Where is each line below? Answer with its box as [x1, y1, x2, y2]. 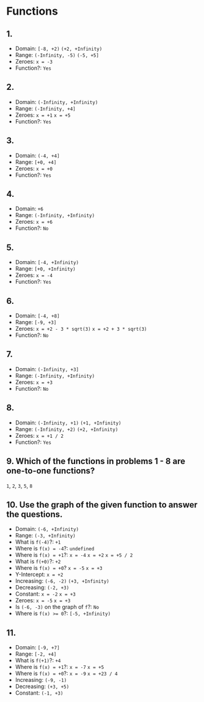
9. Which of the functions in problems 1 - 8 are [6, 456, 186, 467]
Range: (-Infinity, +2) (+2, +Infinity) [15, 425, 118, 432]
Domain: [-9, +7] [15, 644, 60, 651]
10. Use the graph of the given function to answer [6, 500, 198, 510]
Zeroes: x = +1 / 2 [15, 432, 64, 439]
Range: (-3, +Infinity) [15, 532, 76, 539]
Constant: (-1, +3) [15, 689, 64, 696]
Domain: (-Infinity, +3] [15, 365, 79, 372]
